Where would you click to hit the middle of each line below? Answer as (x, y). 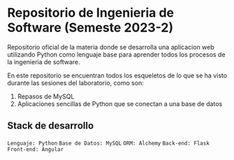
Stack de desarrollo (51, 126)
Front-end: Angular (36, 149)
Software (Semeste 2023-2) (90, 28)
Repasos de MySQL (46, 96)
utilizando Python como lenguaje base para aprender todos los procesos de (116, 54)
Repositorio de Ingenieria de (91, 13)
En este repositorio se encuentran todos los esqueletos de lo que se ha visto (117, 75)
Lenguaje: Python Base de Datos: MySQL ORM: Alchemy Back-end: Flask (108, 143)
